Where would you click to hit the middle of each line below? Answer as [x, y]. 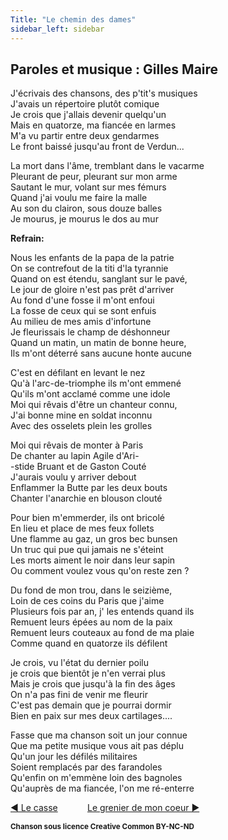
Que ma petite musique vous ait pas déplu [97, 746]
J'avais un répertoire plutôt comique [85, 104]
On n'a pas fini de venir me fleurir [79, 695]
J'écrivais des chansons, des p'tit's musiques [104, 93]
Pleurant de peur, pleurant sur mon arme [94, 177]
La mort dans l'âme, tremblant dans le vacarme [107, 166]
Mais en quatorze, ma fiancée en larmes [93, 125]
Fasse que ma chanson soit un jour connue [99, 735]
